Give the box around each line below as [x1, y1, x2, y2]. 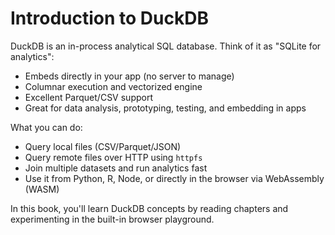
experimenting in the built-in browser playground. [10, 213, 215, 225]
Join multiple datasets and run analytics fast [24, 162, 208, 174]
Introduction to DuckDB [10, 7, 209, 30]
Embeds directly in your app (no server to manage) [24, 70, 235, 82]
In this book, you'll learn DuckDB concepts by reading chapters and [10, 202, 289, 214]
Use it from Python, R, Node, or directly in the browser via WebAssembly [24, 172, 325, 184]
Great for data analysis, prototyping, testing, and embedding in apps [24, 102, 307, 114]
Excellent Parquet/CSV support [24, 91, 153, 103]
